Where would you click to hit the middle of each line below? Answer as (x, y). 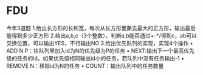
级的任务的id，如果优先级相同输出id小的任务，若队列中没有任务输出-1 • (95, 58)
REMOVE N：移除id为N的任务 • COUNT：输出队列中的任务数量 (85, 66)
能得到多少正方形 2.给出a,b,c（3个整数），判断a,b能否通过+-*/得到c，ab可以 (102, 35)
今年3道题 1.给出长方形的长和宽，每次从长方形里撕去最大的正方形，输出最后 (101, 28)
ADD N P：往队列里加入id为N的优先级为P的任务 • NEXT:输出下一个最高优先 (100, 51)
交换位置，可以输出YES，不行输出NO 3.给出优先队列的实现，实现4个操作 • (100, 43)
